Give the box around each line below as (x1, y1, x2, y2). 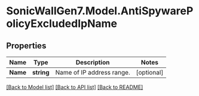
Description (75, 58, 110, 66)
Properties (6, 41, 47, 51)
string (32, 69, 50, 76)
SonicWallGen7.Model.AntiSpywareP (6, 4, 194, 18)
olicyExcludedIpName (6, 17, 118, 30)
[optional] (136, 69, 164, 76)
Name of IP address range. (55, 69, 130, 76)
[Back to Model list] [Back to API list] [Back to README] (6, 83, 143, 91)
